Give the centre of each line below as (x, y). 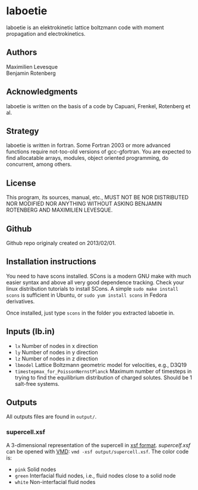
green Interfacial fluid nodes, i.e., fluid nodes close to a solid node (95, 475)
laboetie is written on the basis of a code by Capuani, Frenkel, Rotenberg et (98, 106)
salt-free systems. (37, 384)
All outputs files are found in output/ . (51, 417)
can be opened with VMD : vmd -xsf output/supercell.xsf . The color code (98, 451)
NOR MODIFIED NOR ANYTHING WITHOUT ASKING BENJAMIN (84, 204)
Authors (22, 53)
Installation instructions (51, 262)
